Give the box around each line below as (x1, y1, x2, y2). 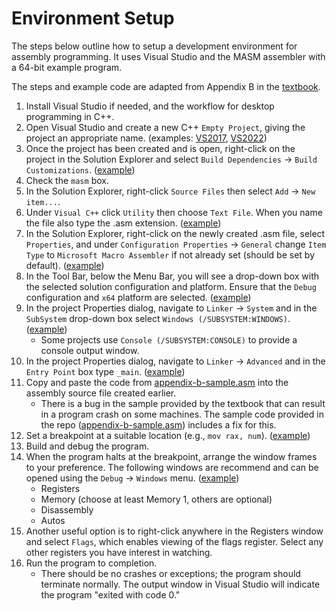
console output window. (40, 344, 140, 356)
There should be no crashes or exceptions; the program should (40, 567, 301, 579)
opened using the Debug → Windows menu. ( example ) (25, 472, 240, 484)
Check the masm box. (25, 174, 109, 186)
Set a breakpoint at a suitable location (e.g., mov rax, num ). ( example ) (25, 429, 311, 441)
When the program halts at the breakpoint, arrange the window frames (25, 450, 318, 462)
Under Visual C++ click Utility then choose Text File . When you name (25, 206, 323, 218)
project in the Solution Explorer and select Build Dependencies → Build (25, 153, 318, 165)
